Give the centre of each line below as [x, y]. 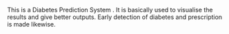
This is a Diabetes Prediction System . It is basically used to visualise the [110, 10]
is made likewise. [32, 24]
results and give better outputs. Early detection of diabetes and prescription [115, 17]
